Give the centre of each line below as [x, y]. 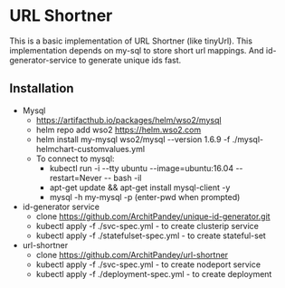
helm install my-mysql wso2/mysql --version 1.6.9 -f [133, 139]
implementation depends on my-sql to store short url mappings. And [137, 50]
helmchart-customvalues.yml [90, 149]
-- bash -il [123, 178]
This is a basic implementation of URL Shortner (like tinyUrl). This [131, 41]
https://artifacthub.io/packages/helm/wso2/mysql [128, 120]
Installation [42, 88]
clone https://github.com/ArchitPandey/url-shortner [132, 254]
